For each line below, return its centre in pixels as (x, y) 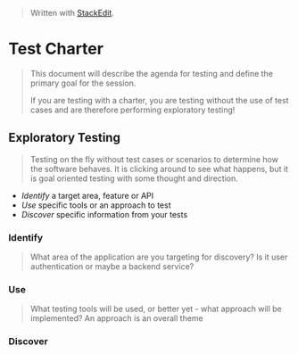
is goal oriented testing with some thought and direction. (134, 178)
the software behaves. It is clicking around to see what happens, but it (159, 169)
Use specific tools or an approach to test (96, 205)
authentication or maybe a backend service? (112, 267)
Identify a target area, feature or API (87, 195)
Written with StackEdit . (72, 13)
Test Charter (56, 49)
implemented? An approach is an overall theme (117, 318)
